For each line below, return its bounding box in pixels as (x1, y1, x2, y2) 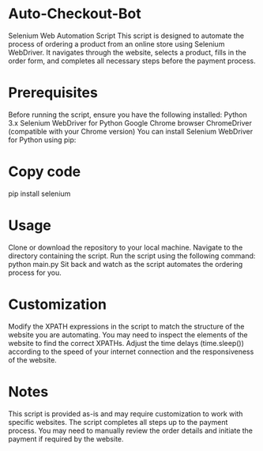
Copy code (8, 163, 81, 181)
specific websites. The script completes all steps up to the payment (8, 417, 228, 427)
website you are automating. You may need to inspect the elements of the (8, 329, 248, 340)
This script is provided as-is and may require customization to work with (8, 408, 243, 419)
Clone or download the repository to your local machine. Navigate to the (8, 242, 243, 252)
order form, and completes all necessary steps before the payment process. (8, 56, 257, 66)
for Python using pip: (8, 135, 77, 145)
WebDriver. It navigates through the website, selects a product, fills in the (8, 47, 246, 57)
